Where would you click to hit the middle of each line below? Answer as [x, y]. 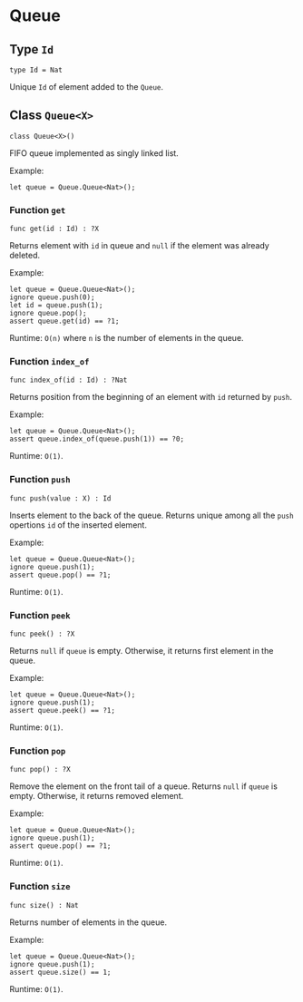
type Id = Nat [36, 70]
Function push [40, 480]
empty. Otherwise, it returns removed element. [97, 796]
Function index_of [49, 362]
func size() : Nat [44, 905]
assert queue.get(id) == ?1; [64, 321]
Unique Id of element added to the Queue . [86, 87]
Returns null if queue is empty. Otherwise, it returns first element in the [142, 651]
